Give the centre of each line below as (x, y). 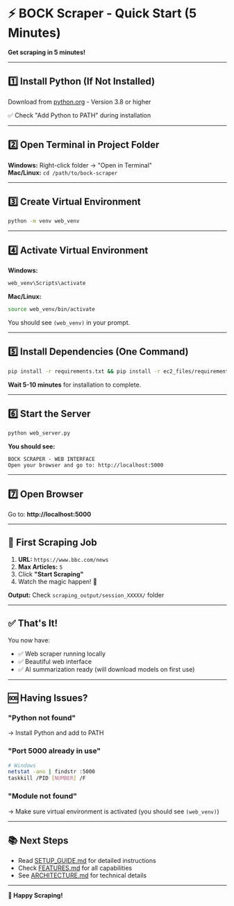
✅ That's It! (33, 623)
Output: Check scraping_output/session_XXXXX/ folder (86, 594)
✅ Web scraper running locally (62, 654)
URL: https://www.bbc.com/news (63, 559)
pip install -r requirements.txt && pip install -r (84, 371)
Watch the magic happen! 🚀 (58, 581)
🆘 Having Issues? (48, 698)
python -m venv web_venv (44, 221)
